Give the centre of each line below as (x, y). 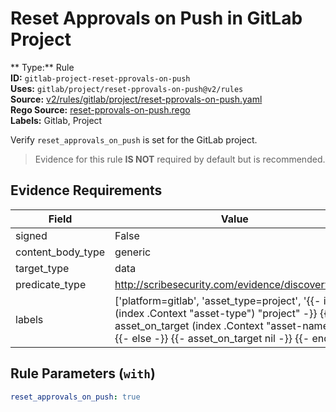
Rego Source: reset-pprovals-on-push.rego (100, 109)
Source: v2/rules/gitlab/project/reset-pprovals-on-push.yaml (136, 99)
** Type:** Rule (42, 67)
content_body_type (60, 252)
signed (31, 235)
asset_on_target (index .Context (189, 325)
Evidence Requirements (86, 190)
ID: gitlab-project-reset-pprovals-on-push (100, 78)
